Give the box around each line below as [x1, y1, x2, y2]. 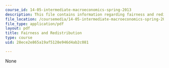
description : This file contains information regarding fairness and [5, 12, 154, 17]
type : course [5, 35, 33, 40]
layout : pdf [5, 26, 30, 31]
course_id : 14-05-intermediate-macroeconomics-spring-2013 [5, 7, 132, 12]
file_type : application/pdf [5, 21, 64, 26]
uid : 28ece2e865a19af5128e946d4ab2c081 [5, 40, 89, 45]
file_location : [5, 16, 37, 21]
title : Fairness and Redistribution [5, 30, 82, 35]
